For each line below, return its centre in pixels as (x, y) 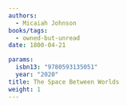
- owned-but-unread (48, 38)
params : (21, 60)
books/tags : (28, 30)
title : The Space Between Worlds (64, 82)
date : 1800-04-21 (37, 45)
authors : (23, 16)
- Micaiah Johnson (46, 23)
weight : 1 (25, 89)
